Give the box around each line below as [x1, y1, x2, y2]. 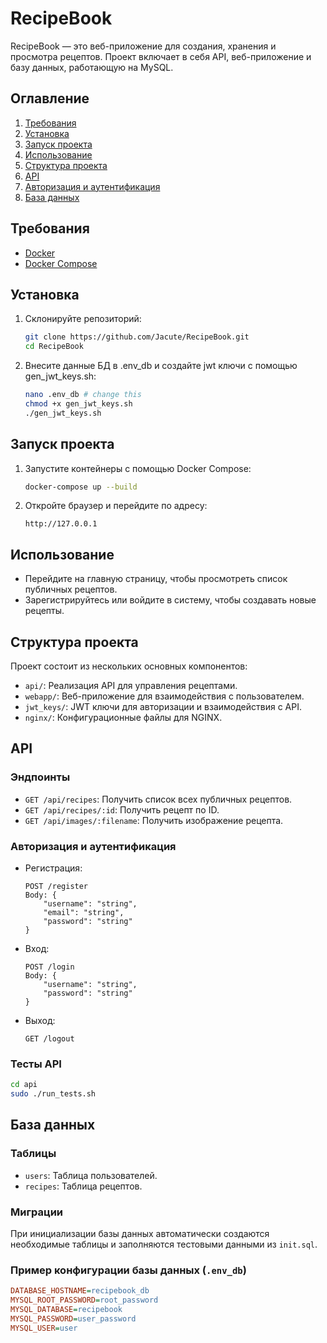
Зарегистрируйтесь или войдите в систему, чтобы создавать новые [24, 594, 317, 606]
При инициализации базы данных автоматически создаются [10, 1228, 270, 1240]
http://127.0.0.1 [24, 519, 98, 529]
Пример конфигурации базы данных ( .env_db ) [10, 1263, 247, 1277]
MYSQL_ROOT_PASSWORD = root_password [10, 1295, 159, 1306]
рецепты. [24, 605, 65, 617]
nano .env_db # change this [24, 390, 142, 400]
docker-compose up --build [24, 482, 138, 492]
